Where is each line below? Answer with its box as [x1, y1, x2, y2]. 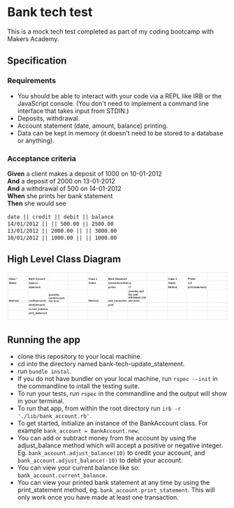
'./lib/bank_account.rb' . [17, 412, 92, 420]
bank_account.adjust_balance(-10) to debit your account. [17, 456, 183, 465]
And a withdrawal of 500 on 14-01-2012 [7, 184, 122, 193]
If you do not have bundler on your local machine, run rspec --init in [17, 375, 218, 383]
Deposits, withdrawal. [17, 114, 80, 122]
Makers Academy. [7, 34, 59, 43]
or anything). [17, 136, 54, 144]
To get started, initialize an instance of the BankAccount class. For [17, 419, 208, 428]
